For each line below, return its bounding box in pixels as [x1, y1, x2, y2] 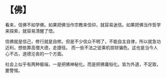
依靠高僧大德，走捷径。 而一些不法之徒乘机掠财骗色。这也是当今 [22, 44, 154, 50]
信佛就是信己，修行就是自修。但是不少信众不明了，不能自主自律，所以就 [5, 38, 152, 44]
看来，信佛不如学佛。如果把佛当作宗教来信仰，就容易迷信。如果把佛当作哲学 [5, 22, 161, 28]
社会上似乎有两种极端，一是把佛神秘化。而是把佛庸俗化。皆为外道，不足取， [5, 61, 161, 67]
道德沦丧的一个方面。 [22, 50, 66, 57]
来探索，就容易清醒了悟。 [5, 28, 57, 34]
